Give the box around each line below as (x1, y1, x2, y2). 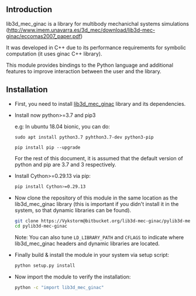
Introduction (6, 5, 53, 15)
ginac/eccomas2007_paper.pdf (6, 32, 81, 40)
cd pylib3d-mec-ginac (14, 223, 67, 229)
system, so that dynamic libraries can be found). (14, 206, 132, 214)
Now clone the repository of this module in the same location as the (14, 194, 178, 201)
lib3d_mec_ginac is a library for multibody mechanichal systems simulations (6, 20, 189, 27)
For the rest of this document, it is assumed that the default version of (14, 154, 183, 161)
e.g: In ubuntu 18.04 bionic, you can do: (14, 123, 110, 130)
